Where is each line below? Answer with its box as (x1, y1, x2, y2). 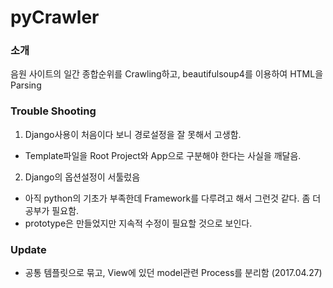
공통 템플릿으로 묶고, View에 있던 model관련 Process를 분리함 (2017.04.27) (24, 267, 323, 279)
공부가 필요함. (24, 204, 80, 216)
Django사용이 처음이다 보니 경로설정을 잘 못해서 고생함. (24, 128, 242, 140)
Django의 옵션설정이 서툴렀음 (24, 171, 141, 183)
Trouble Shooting (10, 104, 97, 118)
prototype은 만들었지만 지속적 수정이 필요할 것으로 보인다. (24, 217, 253, 229)
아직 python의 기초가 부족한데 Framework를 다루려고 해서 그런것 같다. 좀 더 (24, 192, 322, 204)
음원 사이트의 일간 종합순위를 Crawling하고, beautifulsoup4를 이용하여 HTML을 (10, 68, 324, 80)
